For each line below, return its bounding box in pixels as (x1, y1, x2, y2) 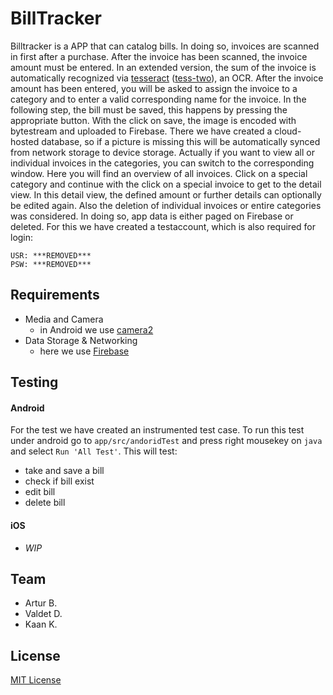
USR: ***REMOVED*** (10, 250, 92, 261)
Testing (10, 374, 59, 391)
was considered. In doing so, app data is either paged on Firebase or (10, 210, 294, 222)
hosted (10, 135, 40, 147)
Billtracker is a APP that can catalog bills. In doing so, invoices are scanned (10, 40, 320, 52)
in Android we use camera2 (39, 323, 154, 336)
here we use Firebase (39, 345, 130, 357)
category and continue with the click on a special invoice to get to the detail (10, 178, 322, 190)
